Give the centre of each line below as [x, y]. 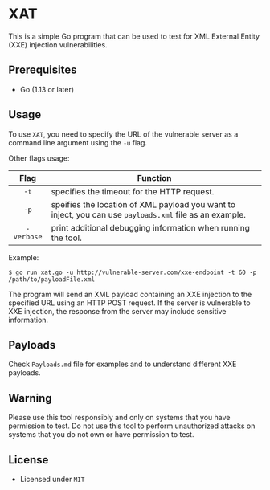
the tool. [66, 238]
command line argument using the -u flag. [78, 142]
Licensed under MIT [52, 479]
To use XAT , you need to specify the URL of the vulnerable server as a [123, 134]
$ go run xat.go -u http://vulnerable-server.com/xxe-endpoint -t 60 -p [133, 272]
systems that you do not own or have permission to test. [101, 435]
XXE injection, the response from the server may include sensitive [117, 311]
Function [154, 178]
